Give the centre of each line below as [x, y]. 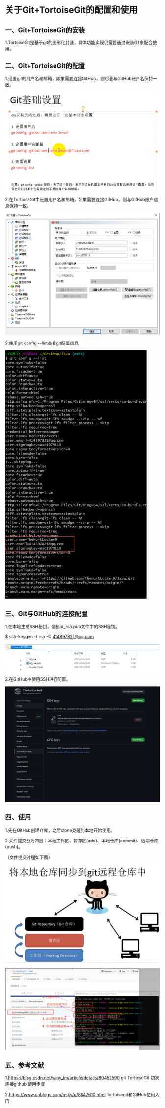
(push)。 [14, 846]
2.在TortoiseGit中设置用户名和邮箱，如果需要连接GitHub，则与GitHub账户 [79, 200]
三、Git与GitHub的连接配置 [46, 614]
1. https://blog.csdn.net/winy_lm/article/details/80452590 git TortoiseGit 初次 [82, 1078]
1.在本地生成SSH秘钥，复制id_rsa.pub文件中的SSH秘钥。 [63, 626]
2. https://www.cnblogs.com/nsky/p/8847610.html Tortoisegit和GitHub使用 [80, 1095]
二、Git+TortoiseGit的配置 [45, 66]
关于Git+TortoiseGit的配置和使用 [71, 10]
